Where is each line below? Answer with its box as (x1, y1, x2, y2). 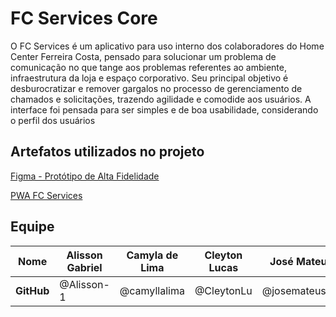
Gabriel (66, 260, 103, 274)
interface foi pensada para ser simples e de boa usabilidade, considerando (10, 103, 319, 116)
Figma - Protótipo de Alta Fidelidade (10, 170, 160, 182)
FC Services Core (10, 7, 158, 30)
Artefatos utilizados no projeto (10, 143, 205, 161)
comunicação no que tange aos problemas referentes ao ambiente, (10, 61, 287, 73)
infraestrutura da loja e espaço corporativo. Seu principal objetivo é (10, 72, 289, 84)
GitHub (15, 283, 50, 297)
